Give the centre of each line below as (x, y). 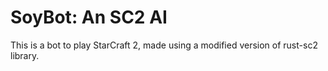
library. (25, 55)
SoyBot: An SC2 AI (89, 17)
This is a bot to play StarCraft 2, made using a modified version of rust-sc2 (164, 45)
